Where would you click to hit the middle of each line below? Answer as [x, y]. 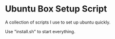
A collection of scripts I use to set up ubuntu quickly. [58, 22]
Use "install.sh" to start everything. [40, 31]
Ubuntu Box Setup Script [56, 9]
